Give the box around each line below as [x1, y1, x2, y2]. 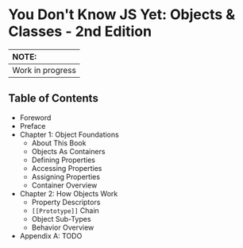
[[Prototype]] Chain [31, 205, 99, 215]
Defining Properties [31, 155, 96, 165]
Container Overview [31, 180, 98, 190]
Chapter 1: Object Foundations [19, 130, 119, 139]
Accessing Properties [31, 163, 102, 172]
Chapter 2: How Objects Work [19, 188, 118, 198]
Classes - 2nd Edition [8, 22, 152, 41]
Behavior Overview [31, 223, 94, 232]
